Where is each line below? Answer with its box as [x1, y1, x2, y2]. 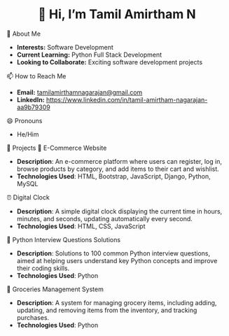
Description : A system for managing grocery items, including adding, [16, 298, 217, 307]
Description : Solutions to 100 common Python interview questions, [16, 248, 211, 258]
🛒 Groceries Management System [6, 285, 104, 293]
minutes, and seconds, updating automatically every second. [16, 214, 193, 223]
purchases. [16, 313, 50, 321]
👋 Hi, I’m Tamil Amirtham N [37, 6, 197, 22]
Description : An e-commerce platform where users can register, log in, [16, 157, 222, 165]
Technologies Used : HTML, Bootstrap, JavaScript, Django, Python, [16, 171, 211, 181]
